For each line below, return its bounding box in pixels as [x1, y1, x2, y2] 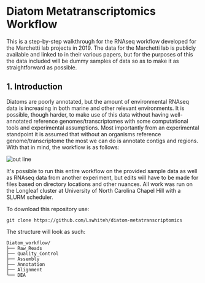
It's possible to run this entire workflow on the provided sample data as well [6, 167, 198, 174]
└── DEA [6, 272, 26, 278]
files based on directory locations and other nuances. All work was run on [6, 180, 193, 188]
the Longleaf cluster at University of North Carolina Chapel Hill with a [6, 187, 181, 194]
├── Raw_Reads [6, 245, 43, 251]
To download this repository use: [6, 205, 90, 212]
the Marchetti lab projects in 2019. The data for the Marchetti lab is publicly [6, 44, 196, 52]
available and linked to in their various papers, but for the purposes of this [6, 50, 193, 58]
